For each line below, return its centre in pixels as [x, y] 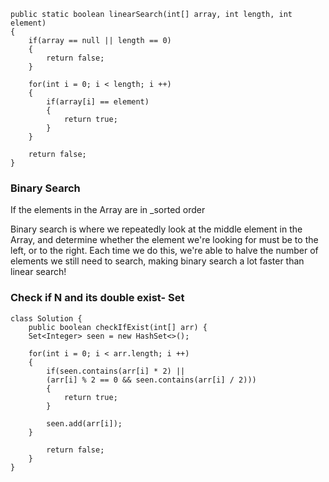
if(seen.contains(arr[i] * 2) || [116, 371]
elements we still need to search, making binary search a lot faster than [157, 261]
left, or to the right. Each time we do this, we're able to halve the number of [164, 251]
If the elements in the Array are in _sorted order [108, 210]
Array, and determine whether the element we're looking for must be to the [164, 240]
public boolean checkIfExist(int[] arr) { [118, 327]
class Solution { [46, 318]
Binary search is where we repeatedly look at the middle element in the [156, 229]
